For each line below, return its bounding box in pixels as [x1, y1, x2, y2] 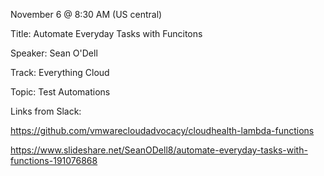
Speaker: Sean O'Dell [10, 47, 98, 59]
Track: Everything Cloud [10, 67, 110, 78]
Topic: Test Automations [10, 86, 111, 98]
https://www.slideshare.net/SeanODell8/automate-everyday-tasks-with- [10, 144, 308, 156]
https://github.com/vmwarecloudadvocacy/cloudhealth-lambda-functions [10, 125, 315, 136]
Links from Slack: [10, 105, 82, 117]
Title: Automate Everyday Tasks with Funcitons [10, 28, 203, 39]
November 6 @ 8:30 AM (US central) [10, 9, 163, 20]
